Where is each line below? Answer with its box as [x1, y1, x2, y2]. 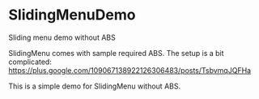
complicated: [8, 57, 53, 67]
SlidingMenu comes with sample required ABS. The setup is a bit [8, 48, 224, 58]
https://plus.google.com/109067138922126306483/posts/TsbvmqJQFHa [8, 65, 252, 75]
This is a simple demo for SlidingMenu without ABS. [8, 81, 180, 91]
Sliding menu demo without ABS [8, 32, 116, 42]
